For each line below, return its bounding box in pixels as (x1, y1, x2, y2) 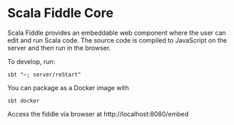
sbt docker (7, 97, 40, 104)
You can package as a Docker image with (7, 83, 130, 92)
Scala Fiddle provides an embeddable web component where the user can (7, 28, 226, 37)
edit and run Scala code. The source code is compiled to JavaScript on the (7, 36, 227, 44)
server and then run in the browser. (7, 43, 111, 52)
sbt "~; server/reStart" (7, 71, 81, 78)
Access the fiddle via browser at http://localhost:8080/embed (7, 109, 189, 118)
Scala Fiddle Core (7, 5, 114, 21)
